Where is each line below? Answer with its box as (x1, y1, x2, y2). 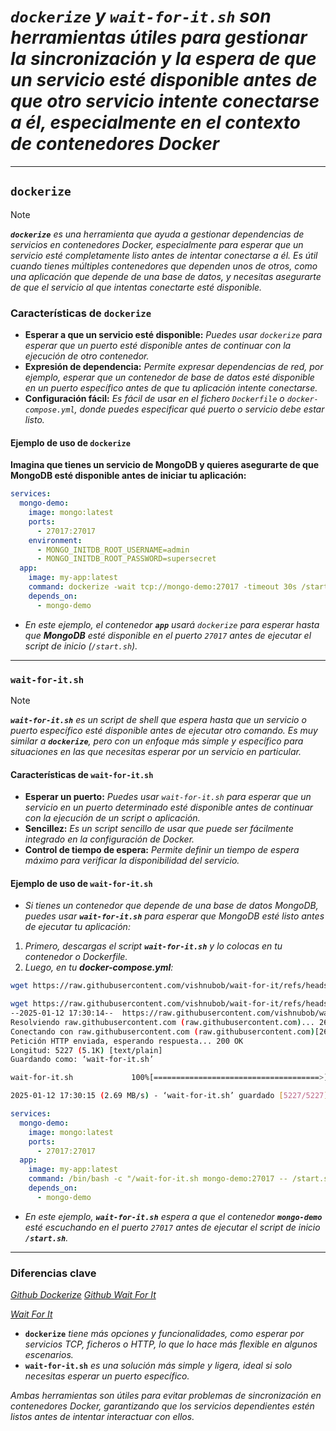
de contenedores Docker (10, 133, 220, 155)
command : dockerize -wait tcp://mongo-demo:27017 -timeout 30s (28, 582, 298, 592)
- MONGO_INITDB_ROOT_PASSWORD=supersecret (36, 554, 217, 564)
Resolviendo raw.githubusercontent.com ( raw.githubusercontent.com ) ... (10, 1017, 315, 1027)
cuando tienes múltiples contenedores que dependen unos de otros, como (10, 260, 318, 272)
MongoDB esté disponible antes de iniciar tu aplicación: (10, 470, 247, 482)
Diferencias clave (10, 1266, 97, 1280)
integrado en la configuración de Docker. (24, 833, 195, 845)
